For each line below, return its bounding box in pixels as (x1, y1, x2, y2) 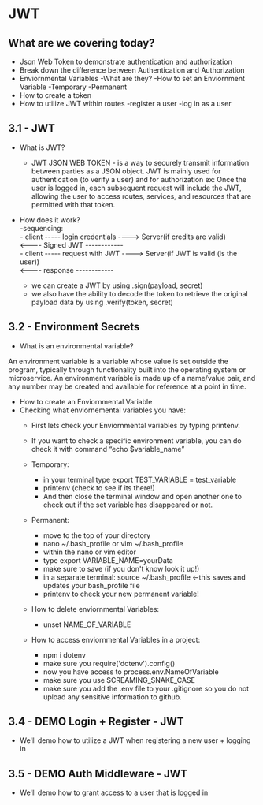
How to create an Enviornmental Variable (19, 397, 153, 406)
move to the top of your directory (43, 530, 151, 540)
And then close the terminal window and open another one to (43, 491, 243, 501)
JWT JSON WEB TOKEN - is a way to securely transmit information (31, 158, 250, 167)
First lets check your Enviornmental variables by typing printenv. (31, 420, 240, 430)
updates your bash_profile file (43, 580, 140, 590)
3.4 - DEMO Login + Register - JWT (8, 715, 184, 729)
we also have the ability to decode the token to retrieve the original (31, 289, 248, 298)
